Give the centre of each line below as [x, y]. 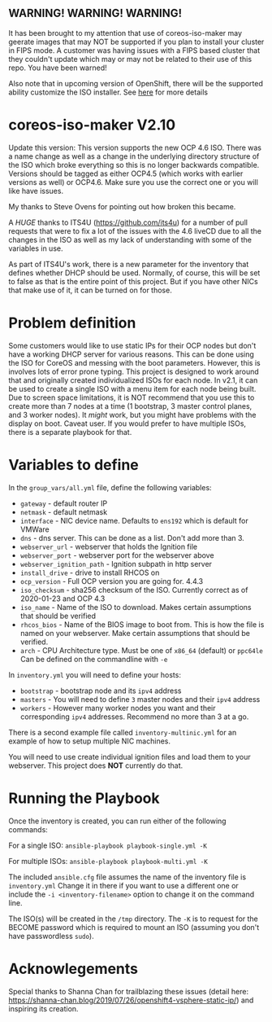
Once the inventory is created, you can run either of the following [117, 821]
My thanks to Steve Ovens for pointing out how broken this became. [122, 206]
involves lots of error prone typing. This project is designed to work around [134, 371]
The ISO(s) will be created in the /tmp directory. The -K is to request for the [133, 919]
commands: [28, 829]
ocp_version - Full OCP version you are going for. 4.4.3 [112, 581]
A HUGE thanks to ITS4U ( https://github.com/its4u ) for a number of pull [128, 222]
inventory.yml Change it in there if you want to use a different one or [124, 885]
